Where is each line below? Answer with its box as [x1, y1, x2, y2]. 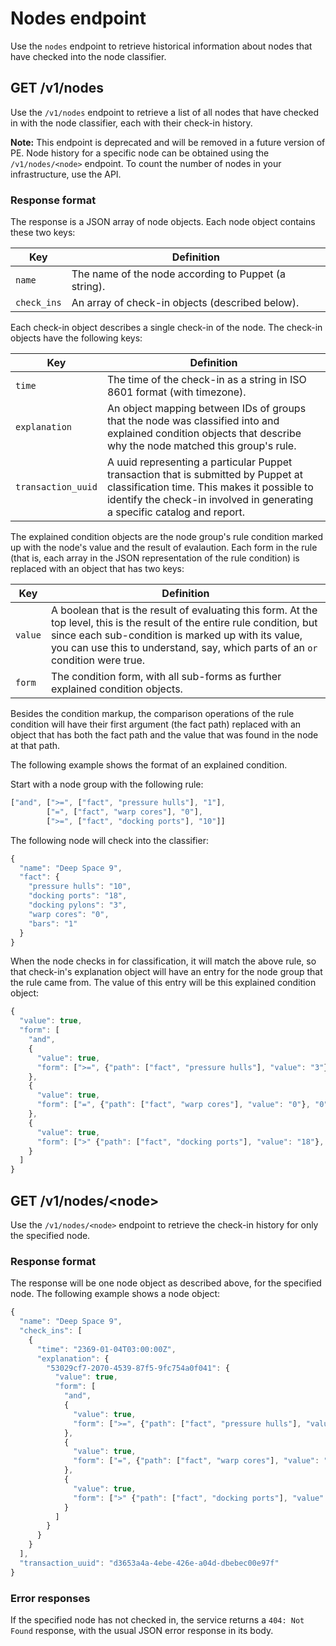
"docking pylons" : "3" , [28, 900, 128, 911]
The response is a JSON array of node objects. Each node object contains [10, 216, 316, 228]
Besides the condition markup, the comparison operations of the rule [10, 708, 295, 720]
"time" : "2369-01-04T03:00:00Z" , [36, 1344, 177, 1354]
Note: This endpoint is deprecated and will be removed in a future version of [10, 136, 326, 148]
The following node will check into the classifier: [10, 834, 209, 846]
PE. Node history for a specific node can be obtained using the [10, 147, 270, 159]
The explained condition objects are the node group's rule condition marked [10, 531, 323, 543]
